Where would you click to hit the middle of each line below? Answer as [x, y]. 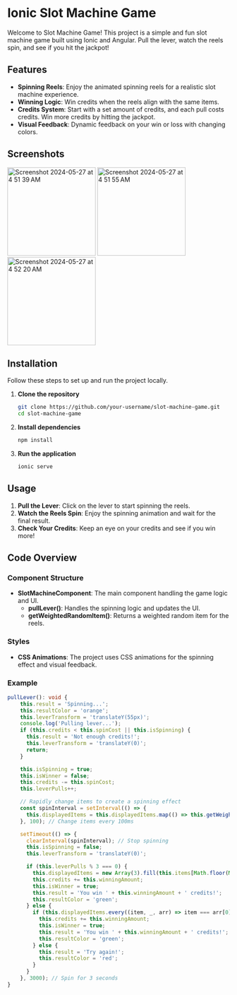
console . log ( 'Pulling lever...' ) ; [71, 724]
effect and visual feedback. [57, 665]
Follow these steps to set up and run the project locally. [87, 381]
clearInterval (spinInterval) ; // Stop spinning [97, 841]
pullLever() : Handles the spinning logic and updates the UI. [114, 608]
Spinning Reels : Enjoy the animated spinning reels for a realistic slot [117, 87]
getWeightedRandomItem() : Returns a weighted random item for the [128, 616]
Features [27, 70]
